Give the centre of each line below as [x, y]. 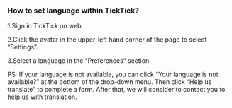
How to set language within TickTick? [73, 11]
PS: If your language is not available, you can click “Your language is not [113, 74]
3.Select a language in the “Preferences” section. [79, 61]
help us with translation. [42, 97]
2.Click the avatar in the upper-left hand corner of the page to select [107, 40]
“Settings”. [23, 47]
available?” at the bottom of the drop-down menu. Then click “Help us [110, 82]
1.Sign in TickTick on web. [45, 26]
